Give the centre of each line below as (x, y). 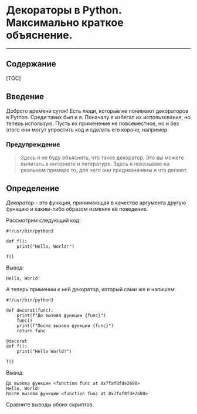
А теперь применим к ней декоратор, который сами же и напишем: (91, 289)
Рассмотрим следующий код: (43, 220)
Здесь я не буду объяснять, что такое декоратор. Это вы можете (102, 157)
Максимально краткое (65, 23)
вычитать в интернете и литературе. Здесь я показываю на (95, 164)
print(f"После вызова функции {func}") (65, 326)
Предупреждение (33, 144)
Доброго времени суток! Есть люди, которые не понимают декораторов (97, 111)
